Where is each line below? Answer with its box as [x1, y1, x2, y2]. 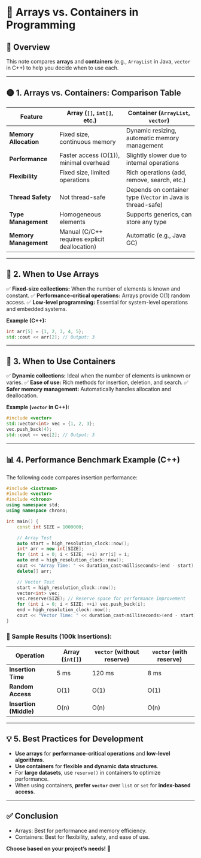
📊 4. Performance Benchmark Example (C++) [6, 455, 181, 465]
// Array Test [17, 534, 52, 541]
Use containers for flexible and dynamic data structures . [14, 762, 159, 769]
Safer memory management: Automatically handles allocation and [6, 386, 172, 393]
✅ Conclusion [6, 811, 59, 821]
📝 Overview [6, 42, 50, 52]
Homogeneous [59, 210, 102, 218]
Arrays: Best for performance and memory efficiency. [14, 827, 147, 834]
